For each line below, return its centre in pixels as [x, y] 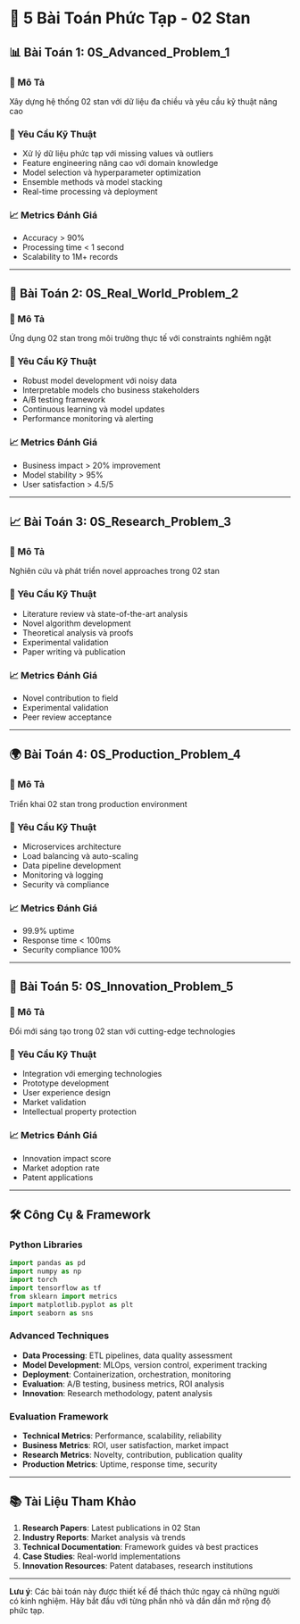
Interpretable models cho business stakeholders [111, 390]
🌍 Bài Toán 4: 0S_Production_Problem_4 [125, 755]
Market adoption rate [61, 1168]
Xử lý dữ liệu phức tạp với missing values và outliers [118, 154]
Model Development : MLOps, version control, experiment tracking [145, 1364]
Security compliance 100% [72, 950]
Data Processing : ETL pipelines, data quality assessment [127, 1355]
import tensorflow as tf [55, 1288]
